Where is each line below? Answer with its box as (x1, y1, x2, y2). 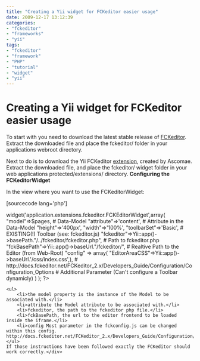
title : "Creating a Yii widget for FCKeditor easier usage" (6, 8, 159, 15)
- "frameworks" (6, 31, 44, 37)
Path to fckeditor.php (108, 237, 160, 244)
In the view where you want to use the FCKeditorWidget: (6, 189, 145, 196)
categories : (6, 20, 36, 26)
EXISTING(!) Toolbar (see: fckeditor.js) (6, 230, 100, 237)
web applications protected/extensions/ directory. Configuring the (6, 171, 170, 178)
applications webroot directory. (6, 146, 83, 153)
